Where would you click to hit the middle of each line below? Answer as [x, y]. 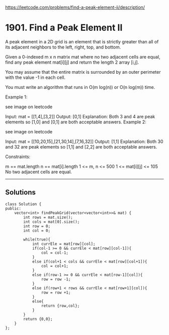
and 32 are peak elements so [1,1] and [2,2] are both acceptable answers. [81, 147]
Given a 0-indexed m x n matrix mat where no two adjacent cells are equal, [83, 57]
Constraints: [18, 157]
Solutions [21, 192]
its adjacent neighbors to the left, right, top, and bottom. [63, 47]
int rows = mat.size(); [48, 217]
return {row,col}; [60, 306]
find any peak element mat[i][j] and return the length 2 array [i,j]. [72, 62]
